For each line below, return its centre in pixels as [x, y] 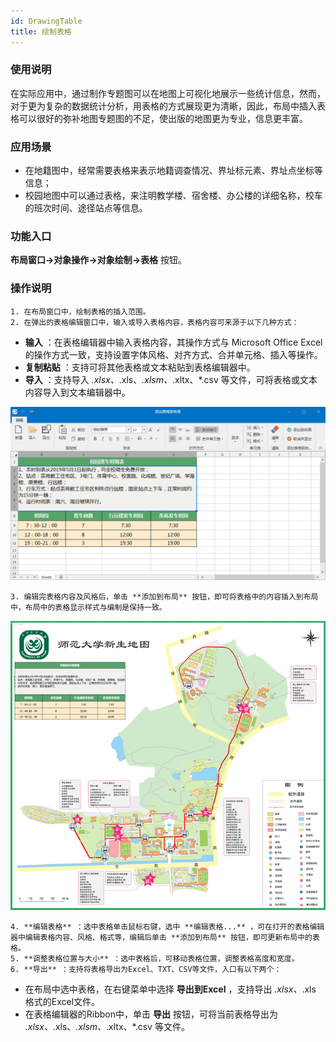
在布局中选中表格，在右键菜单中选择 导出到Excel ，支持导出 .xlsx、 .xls [170, 989]
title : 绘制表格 [41, 31]
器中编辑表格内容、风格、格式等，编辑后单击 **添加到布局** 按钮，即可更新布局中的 [161, 937]
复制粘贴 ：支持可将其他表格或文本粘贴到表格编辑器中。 [140, 367]
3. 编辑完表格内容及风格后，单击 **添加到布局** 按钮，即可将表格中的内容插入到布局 [164, 597]
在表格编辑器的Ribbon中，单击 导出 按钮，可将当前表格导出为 [151, 1014]
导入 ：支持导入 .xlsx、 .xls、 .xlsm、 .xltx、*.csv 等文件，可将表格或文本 [171, 379]
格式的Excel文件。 [62, 1001]
